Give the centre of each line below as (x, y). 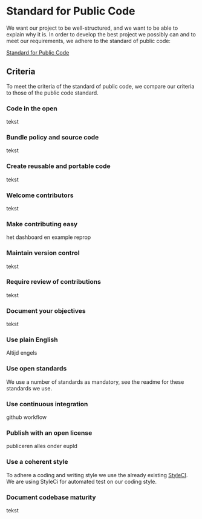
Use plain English (32, 340)
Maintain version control (43, 253)
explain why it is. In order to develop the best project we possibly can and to (101, 34)
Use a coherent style (37, 462)
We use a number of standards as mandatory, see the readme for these (95, 382)
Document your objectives (46, 310)
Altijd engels (22, 353)
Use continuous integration (47, 404)
